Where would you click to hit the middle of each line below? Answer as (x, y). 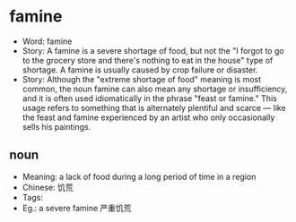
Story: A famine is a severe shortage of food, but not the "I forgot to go (153, 50)
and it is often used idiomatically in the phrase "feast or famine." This (150, 98)
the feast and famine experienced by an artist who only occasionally (148, 117)
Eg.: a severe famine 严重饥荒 (77, 208)
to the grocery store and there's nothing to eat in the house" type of (148, 60)
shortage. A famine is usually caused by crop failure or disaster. (140, 70)
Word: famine (47, 41)
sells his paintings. (57, 126)
